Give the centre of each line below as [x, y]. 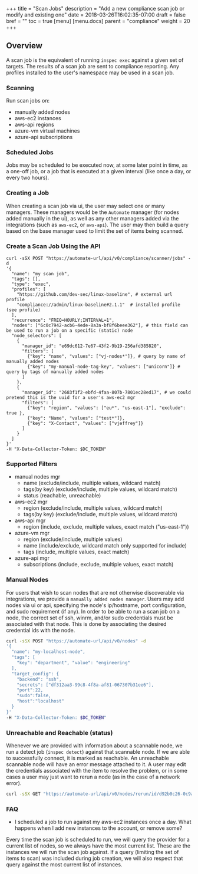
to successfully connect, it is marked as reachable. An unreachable [88, 758]
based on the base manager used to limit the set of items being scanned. [95, 231]
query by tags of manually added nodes [55, 372]
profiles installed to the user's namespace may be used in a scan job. [90, 72]
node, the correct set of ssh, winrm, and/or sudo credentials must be [90, 618]
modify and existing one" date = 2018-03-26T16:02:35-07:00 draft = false [96, 15]
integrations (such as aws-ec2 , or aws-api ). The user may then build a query [97, 225]
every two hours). [28, 178]
